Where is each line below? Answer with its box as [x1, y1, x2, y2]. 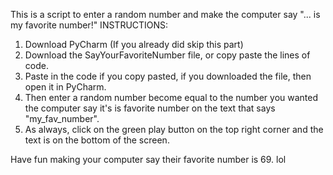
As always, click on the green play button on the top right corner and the [24, 124, 324, 135]
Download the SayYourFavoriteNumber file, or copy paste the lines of [24, 49, 311, 61]
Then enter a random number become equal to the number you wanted [24, 92, 319, 103]
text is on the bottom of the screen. [24, 134, 170, 146]
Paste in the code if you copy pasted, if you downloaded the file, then [24, 70, 312, 82]
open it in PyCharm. [24, 81, 107, 93]
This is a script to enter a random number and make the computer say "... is [10, 9, 321, 20]
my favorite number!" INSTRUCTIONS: [10, 19, 169, 31]
